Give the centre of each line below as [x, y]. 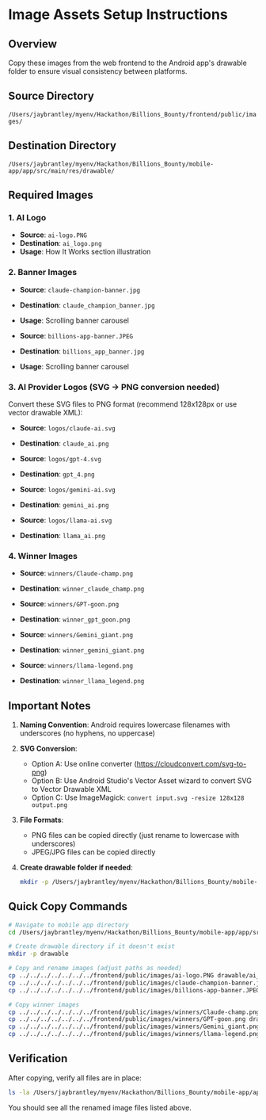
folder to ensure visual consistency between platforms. [98, 71]
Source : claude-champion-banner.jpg [80, 289]
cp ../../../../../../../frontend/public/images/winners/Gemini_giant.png [134, 1027]
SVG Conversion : [48, 749]
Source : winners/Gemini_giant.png [76, 635]
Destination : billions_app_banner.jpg [82, 351]
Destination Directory [63, 145]
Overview [33, 44]
